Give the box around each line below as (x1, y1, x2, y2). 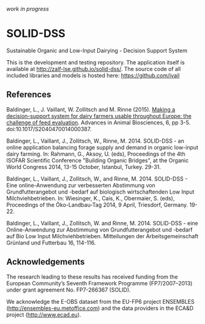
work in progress (6, 6, 49, 12)
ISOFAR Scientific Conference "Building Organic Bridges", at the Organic (6, 156, 189, 164)
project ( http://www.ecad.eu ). (6, 311, 81, 318)
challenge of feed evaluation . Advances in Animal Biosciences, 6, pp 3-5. (6, 119, 191, 126)
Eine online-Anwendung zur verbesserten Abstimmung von (6, 181, 156, 189)
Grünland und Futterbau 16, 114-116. (6, 239, 96, 246)
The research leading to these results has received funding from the (6, 273, 179, 281)
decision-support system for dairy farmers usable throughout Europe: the (6, 112, 192, 119)
